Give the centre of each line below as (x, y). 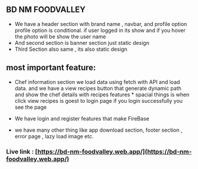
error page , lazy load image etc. (54, 136)
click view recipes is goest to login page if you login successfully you (98, 100)
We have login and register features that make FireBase (82, 118)
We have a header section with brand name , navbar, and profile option (101, 24)
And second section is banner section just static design (82, 43)
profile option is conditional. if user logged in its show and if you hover (100, 30)
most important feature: (51, 68)
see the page (31, 107)
